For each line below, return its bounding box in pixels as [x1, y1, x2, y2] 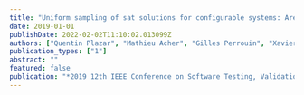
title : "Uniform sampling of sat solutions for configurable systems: [9, 13, 281, 23]
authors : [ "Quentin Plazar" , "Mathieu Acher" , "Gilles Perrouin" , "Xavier [9, 38, 298, 48]
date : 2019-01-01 [9, 22, 75, 31]
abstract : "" [9, 55, 59, 64]
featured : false [9, 64, 71, 73]
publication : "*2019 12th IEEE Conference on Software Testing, [9, 72, 257, 81]
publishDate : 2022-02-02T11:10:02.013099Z [9, 30, 172, 39]
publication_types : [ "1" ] [9, 47, 107, 56]
